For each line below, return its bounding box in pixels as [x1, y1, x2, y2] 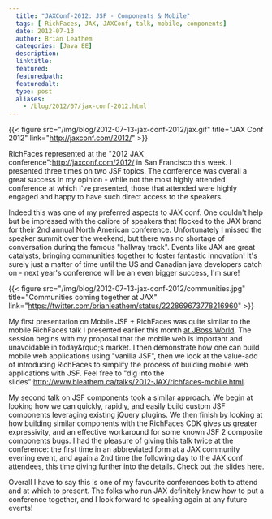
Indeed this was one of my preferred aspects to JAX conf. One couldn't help [8, 208, 264, 217]
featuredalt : [15, 79, 60, 88]
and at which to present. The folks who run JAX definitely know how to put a [8, 486, 265, 495]
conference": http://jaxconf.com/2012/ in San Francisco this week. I [8, 157, 232, 167]
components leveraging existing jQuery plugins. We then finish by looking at [8, 410, 263, 420]
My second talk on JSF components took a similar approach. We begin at [8, 392, 253, 402]
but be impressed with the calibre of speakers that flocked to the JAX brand [8, 217, 262, 226]
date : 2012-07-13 [15, 27, 75, 35]
